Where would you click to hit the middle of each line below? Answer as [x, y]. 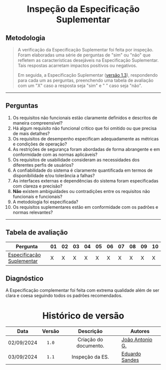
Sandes [130, 360]
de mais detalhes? [31, 133]
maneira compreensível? [38, 123]
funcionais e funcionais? [37, 196]
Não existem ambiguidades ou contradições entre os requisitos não [81, 191]
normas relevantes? [33, 212]
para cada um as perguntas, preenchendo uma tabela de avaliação [85, 80]
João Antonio [137, 340]
